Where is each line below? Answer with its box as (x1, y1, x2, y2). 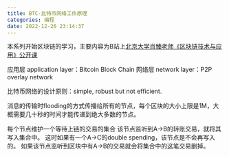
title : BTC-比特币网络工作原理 (7, 10, 87, 17)
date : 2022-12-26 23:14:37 (7, 23, 85, 29)
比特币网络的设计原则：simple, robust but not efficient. (7, 87, 162, 96)
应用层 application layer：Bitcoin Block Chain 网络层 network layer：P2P (7, 66, 212, 74)
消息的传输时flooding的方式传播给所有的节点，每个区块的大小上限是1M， (7, 102, 213, 110)
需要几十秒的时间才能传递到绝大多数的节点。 (12, 110, 140, 118)
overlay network (7, 73, 54, 81)
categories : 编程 (7, 16, 55, 23)
